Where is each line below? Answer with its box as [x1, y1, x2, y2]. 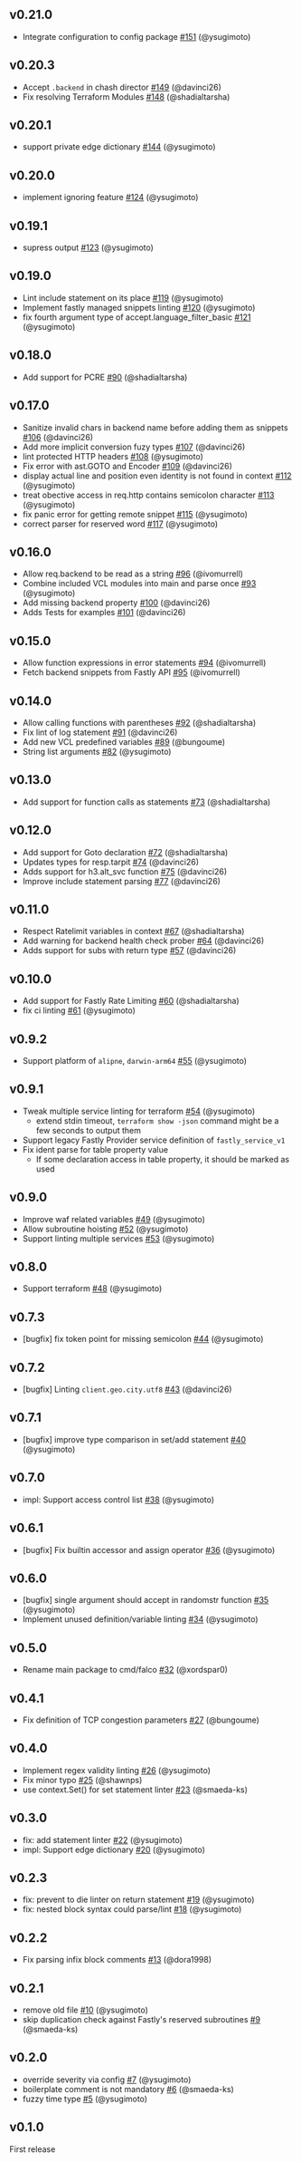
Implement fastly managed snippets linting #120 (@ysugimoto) [22, 302, 256, 313]
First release [9, 2143, 56, 2155]
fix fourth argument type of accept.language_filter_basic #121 [22, 312, 251, 323]
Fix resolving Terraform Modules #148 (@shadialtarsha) [22, 91, 230, 102]
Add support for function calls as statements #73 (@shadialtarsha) [22, 796, 271, 807]
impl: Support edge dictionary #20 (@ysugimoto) [22, 1844, 206, 1855]
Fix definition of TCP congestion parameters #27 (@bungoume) [22, 1714, 260, 1725]
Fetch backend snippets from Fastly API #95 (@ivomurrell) [22, 667, 241, 678]
